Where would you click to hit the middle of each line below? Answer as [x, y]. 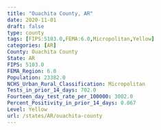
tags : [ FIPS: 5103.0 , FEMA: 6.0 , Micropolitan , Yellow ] [81, 39]
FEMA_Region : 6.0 [32, 71]
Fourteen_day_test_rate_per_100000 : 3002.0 [70, 97]
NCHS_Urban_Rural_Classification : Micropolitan [76, 84]
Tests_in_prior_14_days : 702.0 [52, 90]
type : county [26, 33]
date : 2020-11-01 [32, 20]
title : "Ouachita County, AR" [50, 13]
